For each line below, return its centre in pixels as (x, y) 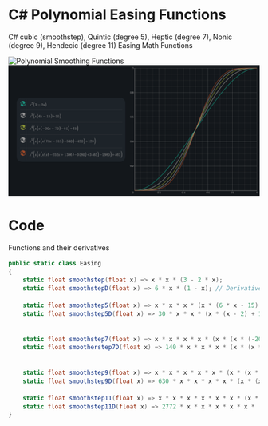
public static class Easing (55, 263)
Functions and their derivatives (59, 247)
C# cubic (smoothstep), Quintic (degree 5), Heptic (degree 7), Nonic (120, 37)
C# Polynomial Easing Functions (117, 15)
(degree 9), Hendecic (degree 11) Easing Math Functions (100, 45)
